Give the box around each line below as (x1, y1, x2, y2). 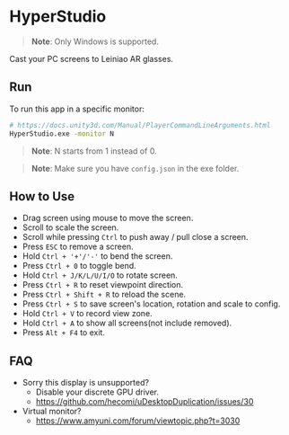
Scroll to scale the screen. (22, 222, 119, 233)
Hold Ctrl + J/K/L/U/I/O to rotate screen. (22, 270, 178, 280)
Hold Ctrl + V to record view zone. (22, 308, 153, 319)
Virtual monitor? (22, 406, 82, 417)
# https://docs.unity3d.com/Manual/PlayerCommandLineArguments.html (9, 120, 271, 129)
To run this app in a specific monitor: (9, 103, 145, 114)
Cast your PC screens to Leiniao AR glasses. (9, 53, 173, 64)
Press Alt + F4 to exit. (22, 327, 106, 338)
